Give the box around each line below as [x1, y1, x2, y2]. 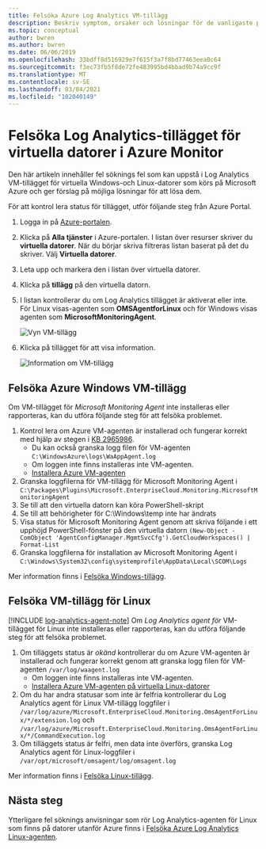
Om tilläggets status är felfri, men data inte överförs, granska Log [19, 738, 233, 748]
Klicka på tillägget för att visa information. [19, 343, 156, 352]
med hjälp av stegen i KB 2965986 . [19, 435, 135, 444]
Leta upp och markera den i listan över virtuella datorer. [19, 265, 201, 274]
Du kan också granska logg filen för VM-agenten [31, 443, 191, 452]
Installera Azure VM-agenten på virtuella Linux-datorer [31, 681, 211, 691]
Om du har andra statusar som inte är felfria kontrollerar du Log [19, 690, 227, 699]
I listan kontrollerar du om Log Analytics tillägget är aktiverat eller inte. [19, 295, 248, 305]
